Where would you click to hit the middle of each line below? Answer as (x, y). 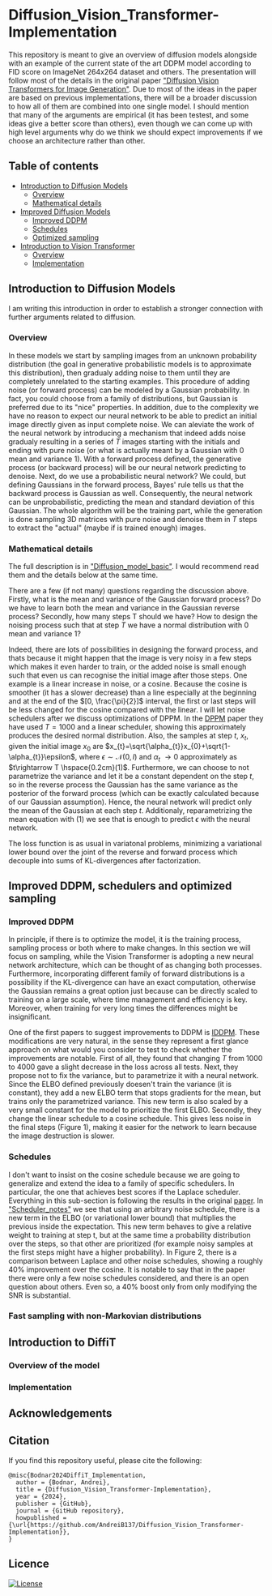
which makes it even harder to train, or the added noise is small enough (127, 667)
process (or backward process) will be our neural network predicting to (127, 467)
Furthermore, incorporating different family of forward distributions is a (127, 973)
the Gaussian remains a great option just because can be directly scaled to (133, 991)
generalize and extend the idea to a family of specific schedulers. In (121, 1183)
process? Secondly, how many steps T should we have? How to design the (133, 617)
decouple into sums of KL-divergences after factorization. (105, 860)
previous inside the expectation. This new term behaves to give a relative (130, 1226)
